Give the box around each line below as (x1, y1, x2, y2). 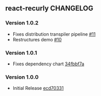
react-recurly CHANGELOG (5, 4, 93, 13)
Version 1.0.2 (5, 19, 39, 27)
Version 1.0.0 (5, 74, 39, 81)
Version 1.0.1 (5, 49, 37, 56)
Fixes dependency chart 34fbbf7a (12, 61, 85, 67)
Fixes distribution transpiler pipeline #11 (12, 31, 96, 37)
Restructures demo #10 (12, 36, 62, 42)
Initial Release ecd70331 (12, 85, 64, 91)
